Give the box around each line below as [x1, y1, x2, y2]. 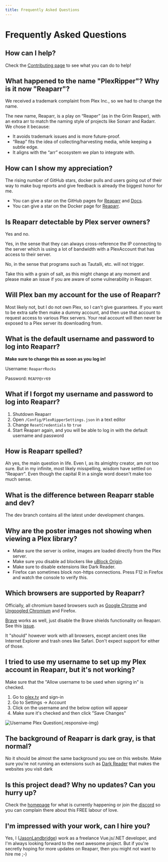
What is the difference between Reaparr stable [5, 491, 154, 499]
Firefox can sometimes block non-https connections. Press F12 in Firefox [12, 569, 163, 575]
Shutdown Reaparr [12, 411, 52, 417]
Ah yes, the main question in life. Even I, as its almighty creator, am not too [5, 460, 159, 466]
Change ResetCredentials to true [12, 421, 82, 427]
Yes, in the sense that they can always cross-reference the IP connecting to [5, 241, 162, 247]
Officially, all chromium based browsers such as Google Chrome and [5, 602, 147, 608]
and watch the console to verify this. [12, 574, 88, 580]
